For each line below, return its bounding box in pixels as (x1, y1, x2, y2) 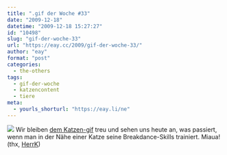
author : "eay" (7, 49, 48, 56)
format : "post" (7, 55, 51, 62)
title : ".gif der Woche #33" (7, 10, 91, 17)
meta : (7, 99, 23, 106)
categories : (7, 61, 41, 68)
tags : (7, 73, 23, 81)
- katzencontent (13, 86, 60, 93)
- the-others (13, 67, 51, 74)
